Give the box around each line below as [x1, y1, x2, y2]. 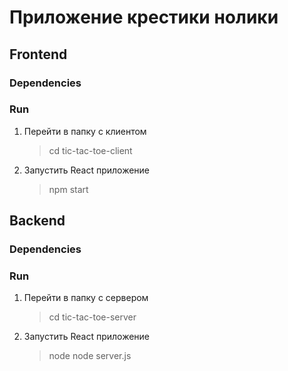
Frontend [9, 46, 68, 63]
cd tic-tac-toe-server [48, 311, 137, 323]
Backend [9, 212, 66, 230]
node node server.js [48, 350, 132, 362]
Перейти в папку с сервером [23, 292, 149, 304]
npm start [48, 183, 89, 195]
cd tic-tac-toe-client [48, 144, 133, 156]
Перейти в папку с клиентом [23, 125, 147, 137]
